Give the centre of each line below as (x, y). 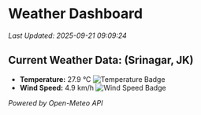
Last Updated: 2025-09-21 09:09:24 (68, 35)
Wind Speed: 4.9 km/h (57, 87)
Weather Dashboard (76, 14)
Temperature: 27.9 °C (55, 79)
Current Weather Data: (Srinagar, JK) (101, 60)
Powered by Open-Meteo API (56, 102)
